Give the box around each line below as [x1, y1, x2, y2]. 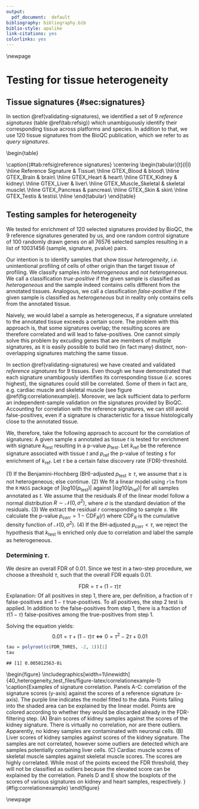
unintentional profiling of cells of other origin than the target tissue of [6, 262, 175, 269]
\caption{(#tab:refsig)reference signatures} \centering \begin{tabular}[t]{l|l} [6, 161, 192, 168]
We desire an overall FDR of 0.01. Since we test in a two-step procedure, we [6, 565, 192, 572]
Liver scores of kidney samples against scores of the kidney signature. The [6, 734, 190, 741]
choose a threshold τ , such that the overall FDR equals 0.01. [6, 571, 153, 578]
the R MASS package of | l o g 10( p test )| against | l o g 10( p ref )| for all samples [6, 485, 179, 493]
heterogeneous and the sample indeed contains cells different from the [6, 281, 180, 288]
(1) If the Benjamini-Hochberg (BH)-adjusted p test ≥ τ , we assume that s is [6, 470, 187, 479]
